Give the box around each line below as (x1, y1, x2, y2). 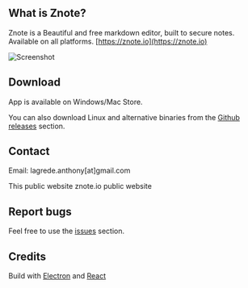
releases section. (8, 121, 65, 131)
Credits (8, 249, 47, 263)
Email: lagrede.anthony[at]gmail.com (8, 165, 131, 176)
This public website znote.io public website (8, 182, 152, 191)
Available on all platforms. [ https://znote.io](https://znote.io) (8, 36, 208, 46)
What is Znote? (8, 6, 86, 20)
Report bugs (8, 205, 73, 219)
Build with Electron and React (8, 271, 107, 281)
